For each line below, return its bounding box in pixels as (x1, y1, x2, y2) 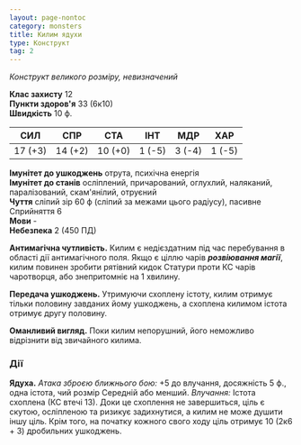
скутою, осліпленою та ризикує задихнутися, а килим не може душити (9, 406, 283, 417)
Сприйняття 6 (9, 206, 63, 217)
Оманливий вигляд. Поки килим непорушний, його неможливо (9, 325, 254, 336)
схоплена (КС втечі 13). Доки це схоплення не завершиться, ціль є (9, 397, 265, 408)
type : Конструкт (9, 38, 70, 48)
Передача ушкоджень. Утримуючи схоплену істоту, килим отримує (9, 289, 273, 300)
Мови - (9, 215, 38, 226)
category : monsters (9, 22, 83, 31)
